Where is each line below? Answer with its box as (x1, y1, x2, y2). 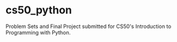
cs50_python (5, 3, 72, 17)
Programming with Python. (5, 29, 71, 36)
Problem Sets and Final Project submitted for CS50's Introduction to (5, 23, 172, 30)
